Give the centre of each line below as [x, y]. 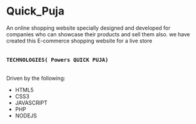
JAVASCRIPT [31, 103]
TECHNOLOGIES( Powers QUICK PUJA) [57, 60]
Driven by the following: [36, 78]
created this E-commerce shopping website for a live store [79, 41]
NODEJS [26, 116]
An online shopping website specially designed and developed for [88, 28]
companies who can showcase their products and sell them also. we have [98, 34]
